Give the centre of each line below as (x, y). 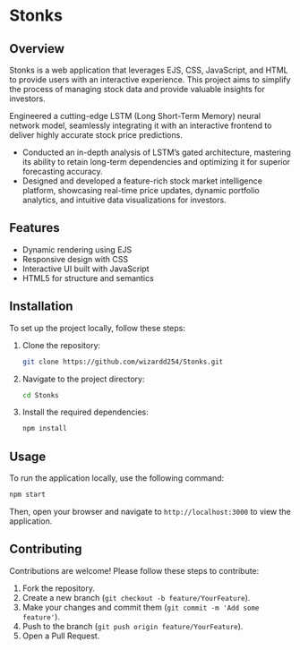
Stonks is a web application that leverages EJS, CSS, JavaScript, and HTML (149, 70)
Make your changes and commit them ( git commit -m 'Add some (141, 607)
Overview (37, 49)
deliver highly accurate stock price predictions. (96, 135)
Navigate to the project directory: (83, 379)
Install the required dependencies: (86, 412)
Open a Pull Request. (61, 636)
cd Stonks (41, 395)
